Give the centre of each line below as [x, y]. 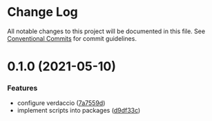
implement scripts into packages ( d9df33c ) [79, 111]
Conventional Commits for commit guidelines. [72, 38]
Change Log [42, 12]
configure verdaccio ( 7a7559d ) [61, 103]
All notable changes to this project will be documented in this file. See [106, 31]
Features [22, 89]
